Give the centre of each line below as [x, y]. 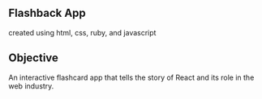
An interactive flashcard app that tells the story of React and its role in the [131, 77]
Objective [34, 58]
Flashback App [47, 13]
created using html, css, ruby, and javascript [82, 32]
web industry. [31, 86]
